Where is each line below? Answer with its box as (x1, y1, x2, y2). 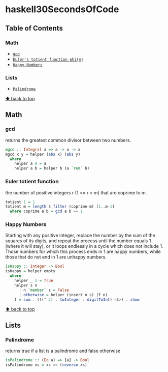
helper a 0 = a (14, 161, 47, 166)
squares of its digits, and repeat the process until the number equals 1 (5, 238, 151, 244)
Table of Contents (5, 24, 63, 33)
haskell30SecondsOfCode (5, 4, 119, 15)
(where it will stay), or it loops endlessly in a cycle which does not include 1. (5, 243, 163, 249)
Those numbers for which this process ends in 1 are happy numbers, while (5, 248, 161, 255)
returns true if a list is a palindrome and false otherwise (5, 348, 121, 354)
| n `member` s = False (18, 288, 70, 293)
